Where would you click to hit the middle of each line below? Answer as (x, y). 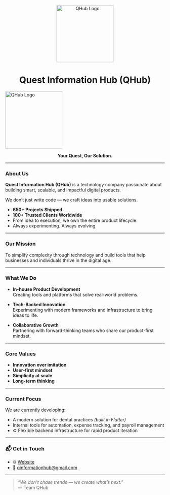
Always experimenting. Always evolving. (55, 226)
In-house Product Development (46, 289)
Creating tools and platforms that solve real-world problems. (75, 294)
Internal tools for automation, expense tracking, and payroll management (88, 425)
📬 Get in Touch (25, 449)
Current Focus (23, 399)
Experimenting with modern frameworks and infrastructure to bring (82, 310)
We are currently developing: (35, 410)
